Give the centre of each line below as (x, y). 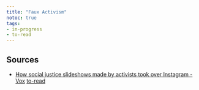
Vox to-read (30, 81)
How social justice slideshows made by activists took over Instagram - (104, 74)
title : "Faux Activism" (37, 12)
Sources (23, 60)
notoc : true (21, 18)
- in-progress (24, 29)
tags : (13, 23)
